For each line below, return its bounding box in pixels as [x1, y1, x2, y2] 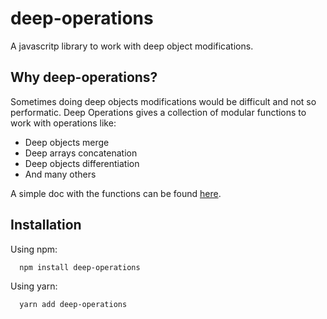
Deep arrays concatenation [24, 147, 138, 159]
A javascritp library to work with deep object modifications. [10, 40, 254, 52]
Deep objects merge [24, 136, 110, 148]
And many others [24, 168, 97, 180]
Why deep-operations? [10, 69, 158, 86]
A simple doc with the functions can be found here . [10, 187, 222, 199]
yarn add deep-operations [19, 299, 128, 309]
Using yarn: [10, 280, 58, 292]
